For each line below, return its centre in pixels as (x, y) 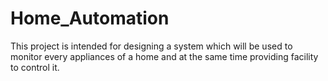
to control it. (35, 67)
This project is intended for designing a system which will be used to (151, 46)
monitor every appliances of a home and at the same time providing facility (164, 56)
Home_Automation (90, 18)
